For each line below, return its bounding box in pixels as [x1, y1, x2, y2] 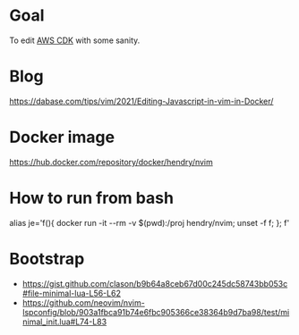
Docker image [9, 127, 115, 147]
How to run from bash [9, 188, 175, 208]
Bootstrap [9, 248, 85, 269]
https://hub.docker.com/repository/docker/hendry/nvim [9, 156, 213, 167]
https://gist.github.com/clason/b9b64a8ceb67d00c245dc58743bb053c [21, 278, 288, 289]
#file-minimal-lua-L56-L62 [21, 288, 121, 298]
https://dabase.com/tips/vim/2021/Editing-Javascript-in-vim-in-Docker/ [9, 96, 274, 106]
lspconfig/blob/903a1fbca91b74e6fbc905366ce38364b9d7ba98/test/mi [21, 306, 290, 317]
